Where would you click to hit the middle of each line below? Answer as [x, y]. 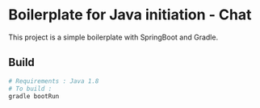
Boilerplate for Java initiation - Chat [130, 15]
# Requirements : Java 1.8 [54, 81]
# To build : [30, 89]
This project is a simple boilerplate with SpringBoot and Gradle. [113, 37]
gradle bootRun [34, 96]
